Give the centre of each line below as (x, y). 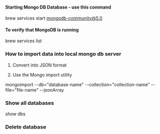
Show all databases (30, 103)
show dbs (15, 114)
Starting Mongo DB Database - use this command (58, 7)
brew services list (23, 41)
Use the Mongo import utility (42, 75)
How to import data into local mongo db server (63, 54)
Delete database (26, 127)
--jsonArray (52, 90)
